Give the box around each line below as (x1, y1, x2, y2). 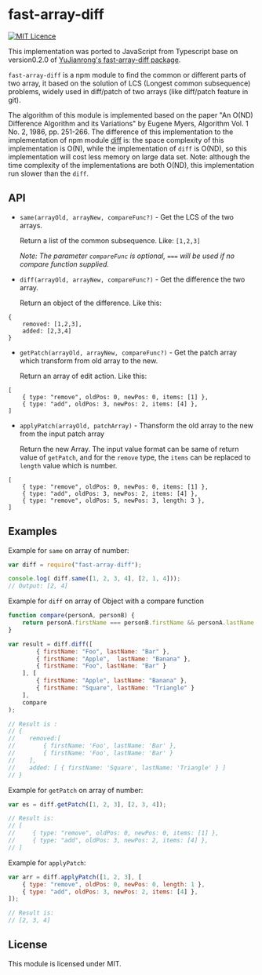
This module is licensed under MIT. (8, 959, 122, 968)
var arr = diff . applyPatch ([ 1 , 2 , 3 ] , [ (8, 873, 143, 881)
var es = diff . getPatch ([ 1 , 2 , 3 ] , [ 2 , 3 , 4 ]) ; (8, 800, 167, 809)
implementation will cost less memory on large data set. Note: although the (8, 151, 250, 162)
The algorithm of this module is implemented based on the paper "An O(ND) (8, 110, 253, 119)
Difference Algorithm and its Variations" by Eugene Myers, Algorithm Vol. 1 (8, 118, 249, 128)
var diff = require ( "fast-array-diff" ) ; (8, 561, 143, 569)
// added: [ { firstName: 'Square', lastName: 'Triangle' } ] (8, 763, 226, 772)
